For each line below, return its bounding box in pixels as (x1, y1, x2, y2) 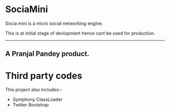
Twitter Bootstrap (12, 102, 49, 108)
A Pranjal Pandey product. (5, 50, 90, 58)
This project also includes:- (5, 87, 62, 93)
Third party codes (5, 70, 82, 82)
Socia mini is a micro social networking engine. (5, 20, 103, 26)
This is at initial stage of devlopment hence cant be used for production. (5, 30, 155, 36)
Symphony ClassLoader (12, 96, 63, 102)
